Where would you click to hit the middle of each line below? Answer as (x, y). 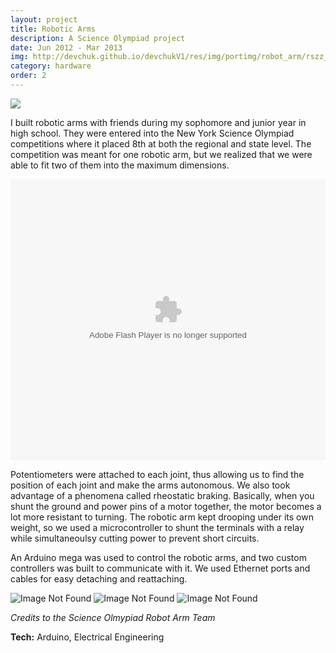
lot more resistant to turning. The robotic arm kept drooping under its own (162, 517)
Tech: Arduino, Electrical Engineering (87, 637)
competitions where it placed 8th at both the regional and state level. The (161, 143)
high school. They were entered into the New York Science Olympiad (152, 133)
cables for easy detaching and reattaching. (99, 578)
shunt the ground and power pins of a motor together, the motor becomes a (166, 506)
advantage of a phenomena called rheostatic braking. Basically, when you (162, 495)
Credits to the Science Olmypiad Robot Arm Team (113, 617)
